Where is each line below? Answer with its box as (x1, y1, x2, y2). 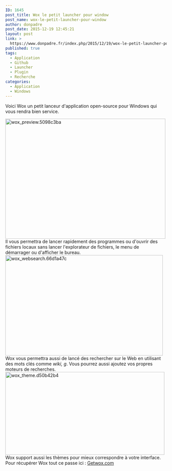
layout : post (5, 31, 33, 36)
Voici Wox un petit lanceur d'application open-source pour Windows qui (5, 103, 157, 109)
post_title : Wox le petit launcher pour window (5, 12, 109, 17)
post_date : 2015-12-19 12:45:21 (5, 27, 74, 32)
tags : (5, 50, 17, 55)
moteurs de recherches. (5, 366, 56, 372)
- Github (10, 60, 29, 65)
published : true (5, 46, 40, 51)
